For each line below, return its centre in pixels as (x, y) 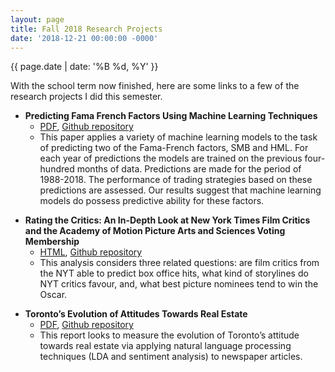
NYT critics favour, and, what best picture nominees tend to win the (179, 284)
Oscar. (53, 295)
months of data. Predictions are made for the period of (189, 169)
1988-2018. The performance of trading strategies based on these (176, 180)
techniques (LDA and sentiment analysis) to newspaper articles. (171, 357)
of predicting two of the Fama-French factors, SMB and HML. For (174, 148)
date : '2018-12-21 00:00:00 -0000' (84, 38)
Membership (52, 242)
